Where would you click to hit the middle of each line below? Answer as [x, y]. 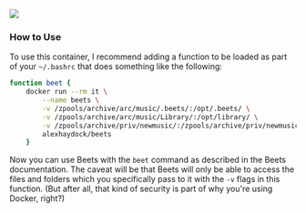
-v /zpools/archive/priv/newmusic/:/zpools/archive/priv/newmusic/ [173, 126]
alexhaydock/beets [77, 134]
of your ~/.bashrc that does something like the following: [116, 66]
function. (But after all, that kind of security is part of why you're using [141, 189]
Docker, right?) [37, 198]
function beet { [40, 83]
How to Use [36, 36]
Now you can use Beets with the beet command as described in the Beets [148, 160]
